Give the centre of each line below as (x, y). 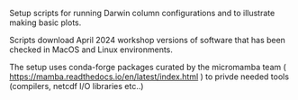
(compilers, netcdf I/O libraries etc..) (77, 86)
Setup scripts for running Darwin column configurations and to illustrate (142, 13)
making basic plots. (45, 23)
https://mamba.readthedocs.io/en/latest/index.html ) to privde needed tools (149, 77)
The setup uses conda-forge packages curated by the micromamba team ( (148, 67)
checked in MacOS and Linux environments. (91, 50)
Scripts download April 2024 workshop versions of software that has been (148, 40)
